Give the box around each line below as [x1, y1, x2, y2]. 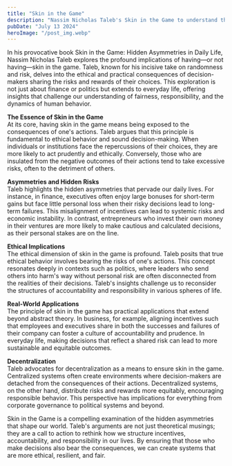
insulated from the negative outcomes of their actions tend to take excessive [7, 157, 225, 166]
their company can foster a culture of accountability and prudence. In [7, 329, 205, 338]
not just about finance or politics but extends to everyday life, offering [7, 85, 206, 93]
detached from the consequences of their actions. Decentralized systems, [7, 379, 219, 387]
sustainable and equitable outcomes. [7, 344, 113, 352]
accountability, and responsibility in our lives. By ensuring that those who [7, 436, 215, 445]
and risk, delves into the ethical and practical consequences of [7, 70, 186, 79]
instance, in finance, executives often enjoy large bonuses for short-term [7, 193, 215, 201]
